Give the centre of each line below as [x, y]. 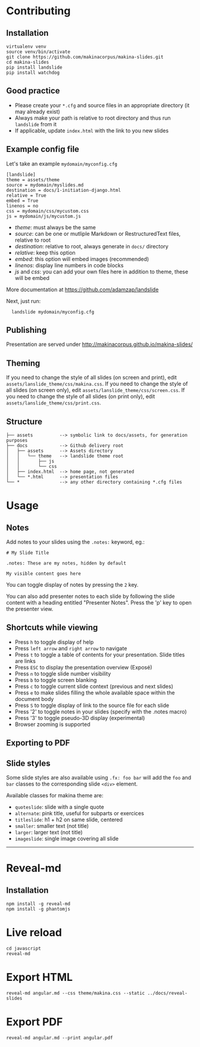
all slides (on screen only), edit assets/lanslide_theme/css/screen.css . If [96, 390]
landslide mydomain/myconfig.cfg [53, 312]
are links [25, 661]
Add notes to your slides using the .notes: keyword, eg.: [75, 542]
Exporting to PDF [38, 743]
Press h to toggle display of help [54, 642]
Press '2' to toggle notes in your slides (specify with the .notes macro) [101, 711]
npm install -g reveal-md [38, 904]
